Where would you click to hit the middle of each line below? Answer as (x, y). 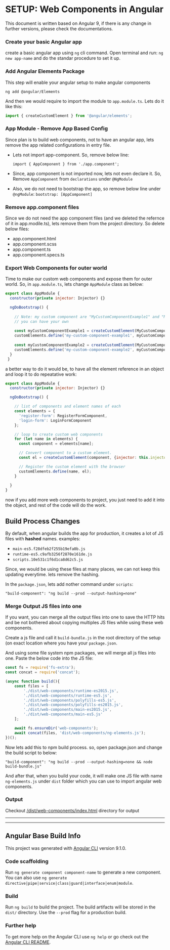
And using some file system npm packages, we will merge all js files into (80, 653)
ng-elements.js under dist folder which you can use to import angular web (83, 781)
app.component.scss (34, 244)
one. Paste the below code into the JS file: (49, 658)
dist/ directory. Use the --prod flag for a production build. (66, 913)
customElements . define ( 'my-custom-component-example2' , (75, 350)
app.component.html (34, 239)
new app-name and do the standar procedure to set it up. (63, 58)
